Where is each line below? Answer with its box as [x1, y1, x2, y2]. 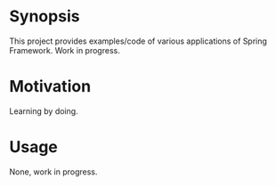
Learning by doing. [9, 105, 78, 117]
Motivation [9, 77, 92, 97]
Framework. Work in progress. [9, 44, 120, 55]
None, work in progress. [9, 166, 98, 177]
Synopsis [9, 6, 80, 27]
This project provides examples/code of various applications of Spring [9, 36, 267, 46]
